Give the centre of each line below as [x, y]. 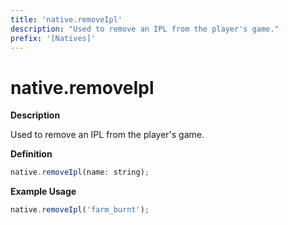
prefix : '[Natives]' [53, 38]
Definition [31, 154]
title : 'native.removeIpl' [66, 19]
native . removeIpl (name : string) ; [80, 172]
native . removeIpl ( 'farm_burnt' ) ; [80, 210]
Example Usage [43, 192]
